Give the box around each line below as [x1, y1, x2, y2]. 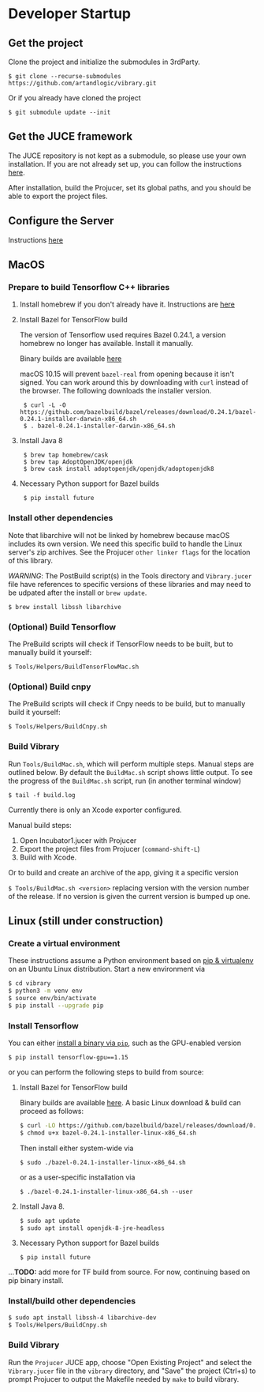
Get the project [8, 36, 84, 50]
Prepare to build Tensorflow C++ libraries [8, 281, 170, 292]
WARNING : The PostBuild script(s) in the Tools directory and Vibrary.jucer [8, 570, 252, 581]
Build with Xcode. [19, 852, 77, 862]
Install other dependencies [8, 513, 113, 524]
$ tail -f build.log [8, 791, 76, 799]
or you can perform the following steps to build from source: [8, 1067, 204, 1077]
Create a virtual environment [8, 938, 121, 949]
